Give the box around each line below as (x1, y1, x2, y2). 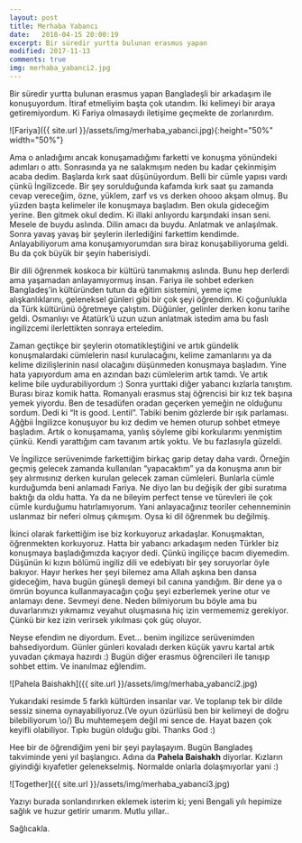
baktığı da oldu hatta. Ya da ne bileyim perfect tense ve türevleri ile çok (9, 491, 273, 502)
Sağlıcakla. (9, 822, 50, 834)
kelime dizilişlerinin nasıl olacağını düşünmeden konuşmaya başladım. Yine (9, 359, 287, 370)
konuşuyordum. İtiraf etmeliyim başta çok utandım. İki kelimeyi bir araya (9, 97, 276, 108)
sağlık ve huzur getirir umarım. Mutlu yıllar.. (9, 805, 169, 816)
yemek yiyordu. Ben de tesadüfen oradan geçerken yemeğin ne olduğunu (9, 398, 283, 408)
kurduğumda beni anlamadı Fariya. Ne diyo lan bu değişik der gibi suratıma (9, 481, 287, 492)
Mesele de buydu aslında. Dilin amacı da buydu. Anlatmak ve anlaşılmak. (9, 218, 279, 230)
